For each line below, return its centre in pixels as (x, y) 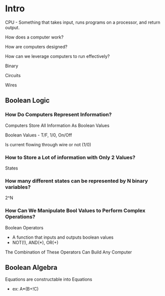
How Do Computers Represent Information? (58, 115)
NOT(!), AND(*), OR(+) (35, 242)
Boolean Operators (24, 227)
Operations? (20, 217)
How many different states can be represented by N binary (77, 181)
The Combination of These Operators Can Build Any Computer (68, 252)
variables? (18, 187)
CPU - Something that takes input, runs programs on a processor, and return (83, 22)
